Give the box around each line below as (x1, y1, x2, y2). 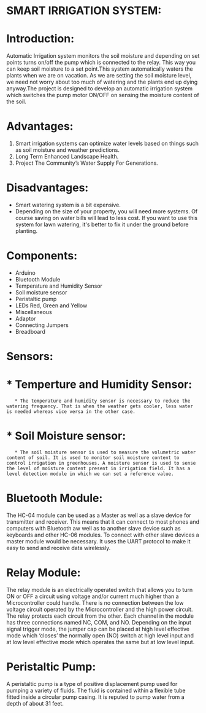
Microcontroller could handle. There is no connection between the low (6, 599, 184, 606)
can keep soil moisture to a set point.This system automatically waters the (6, 65, 193, 73)
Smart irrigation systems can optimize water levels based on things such (15, 140, 199, 148)
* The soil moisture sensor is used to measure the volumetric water (14, 449, 196, 455)
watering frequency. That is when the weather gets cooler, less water (6, 403, 193, 409)
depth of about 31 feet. (6, 699, 64, 707)
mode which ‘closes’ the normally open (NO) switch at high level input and (6, 631, 194, 639)
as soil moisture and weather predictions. (15, 146, 120, 154)
